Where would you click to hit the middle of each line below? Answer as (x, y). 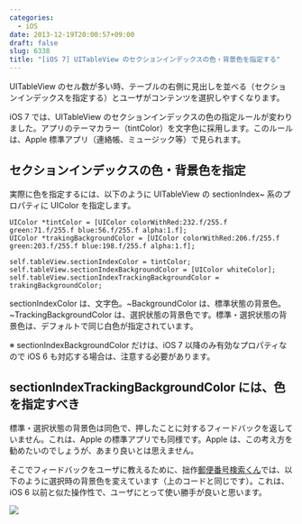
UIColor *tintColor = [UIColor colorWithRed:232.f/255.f (119, 222)
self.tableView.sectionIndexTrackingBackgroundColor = (114, 277)
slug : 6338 (30, 51)
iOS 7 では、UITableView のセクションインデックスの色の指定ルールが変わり (151, 117)
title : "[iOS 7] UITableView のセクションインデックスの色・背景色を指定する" (145, 60)
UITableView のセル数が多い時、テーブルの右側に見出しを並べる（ (132, 86)
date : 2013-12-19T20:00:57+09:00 (72, 34)
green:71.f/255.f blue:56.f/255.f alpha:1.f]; (98, 230)
